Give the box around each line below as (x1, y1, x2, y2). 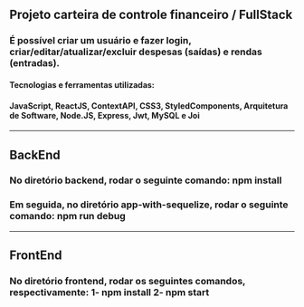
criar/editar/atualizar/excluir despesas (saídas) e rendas (9, 45, 262, 58)
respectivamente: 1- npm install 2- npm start (9, 286, 210, 299)
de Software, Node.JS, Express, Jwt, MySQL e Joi (9, 110, 201, 120)
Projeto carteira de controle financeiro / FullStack (9, 7, 293, 23)
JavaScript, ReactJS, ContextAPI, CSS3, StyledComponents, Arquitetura (9, 100, 289, 111)
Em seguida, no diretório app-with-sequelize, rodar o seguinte (9, 198, 289, 211)
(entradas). (9, 57, 61, 70)
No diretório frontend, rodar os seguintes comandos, (9, 275, 246, 288)
